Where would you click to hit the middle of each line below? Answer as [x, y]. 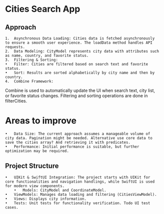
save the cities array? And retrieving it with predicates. [68, 142]
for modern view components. [35, 186]
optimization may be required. [37, 151]
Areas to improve [41, 121]
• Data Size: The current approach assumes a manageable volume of [78, 134]
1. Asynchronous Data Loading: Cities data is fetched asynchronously [80, 38]
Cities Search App [43, 9]
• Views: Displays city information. [46, 199]
